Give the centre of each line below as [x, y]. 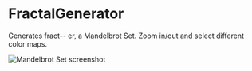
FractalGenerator [66, 14]
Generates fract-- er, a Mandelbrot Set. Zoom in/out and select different [126, 35]
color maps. [28, 43]
